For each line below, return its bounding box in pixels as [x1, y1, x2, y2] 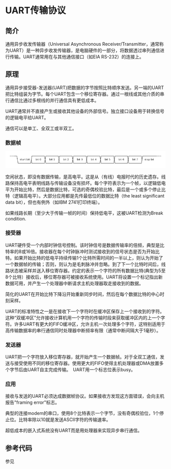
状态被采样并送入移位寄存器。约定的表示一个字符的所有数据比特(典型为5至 [9, 267, 166, 273]
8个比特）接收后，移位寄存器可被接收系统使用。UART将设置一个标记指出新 [5, 273, 163, 280]
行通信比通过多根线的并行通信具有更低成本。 [5, 97, 99, 103]
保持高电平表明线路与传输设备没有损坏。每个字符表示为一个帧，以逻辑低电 [9, 180, 166, 186]
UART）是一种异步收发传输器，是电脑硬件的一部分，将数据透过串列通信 [9, 47, 160, 53]
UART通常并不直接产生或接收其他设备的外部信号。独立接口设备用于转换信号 [5, 108, 164, 114]
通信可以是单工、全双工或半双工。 [5, 125, 77, 131]
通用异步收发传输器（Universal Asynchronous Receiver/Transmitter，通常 [5, 41, 160, 47]
